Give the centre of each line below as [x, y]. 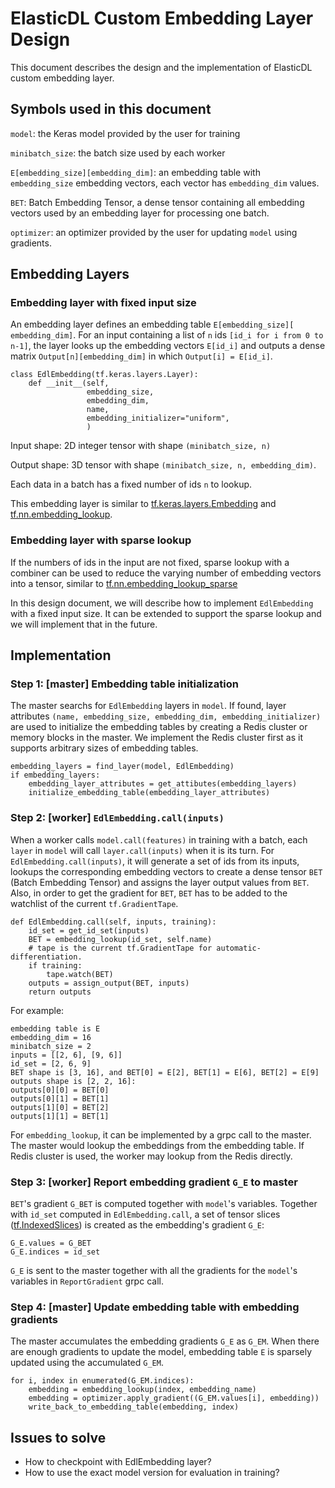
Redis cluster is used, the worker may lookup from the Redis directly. [151, 1156]
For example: [37, 1010]
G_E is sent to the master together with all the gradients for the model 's [154, 1271]
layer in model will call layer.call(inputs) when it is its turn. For [142, 850]
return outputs [60, 992]
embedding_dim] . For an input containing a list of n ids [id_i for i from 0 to [167, 335]
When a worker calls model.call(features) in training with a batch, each [159, 839]
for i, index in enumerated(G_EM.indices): [102, 1381]
